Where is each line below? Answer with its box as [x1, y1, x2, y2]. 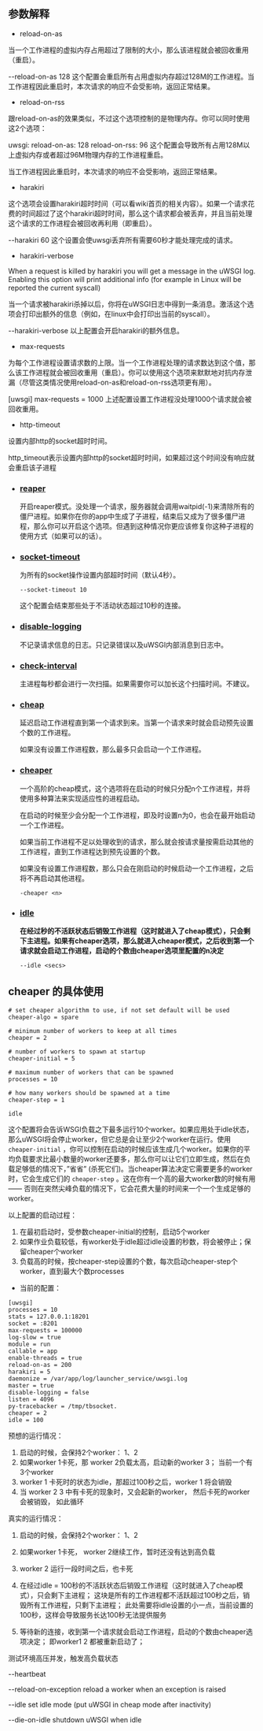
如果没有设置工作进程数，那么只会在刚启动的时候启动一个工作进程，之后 [19, 864, 254, 873]
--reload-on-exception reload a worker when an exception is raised [8, 1685, 226, 1694]
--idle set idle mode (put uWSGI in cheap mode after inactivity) [8, 1699, 212, 1709]
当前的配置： [19, 1283, 61, 1292]
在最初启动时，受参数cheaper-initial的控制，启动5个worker [19, 1227, 210, 1236]
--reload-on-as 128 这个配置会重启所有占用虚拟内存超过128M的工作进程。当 [8, 72, 255, 81]
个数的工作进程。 [19, 728, 75, 737]
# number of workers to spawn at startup [8, 1047, 146, 1056]
